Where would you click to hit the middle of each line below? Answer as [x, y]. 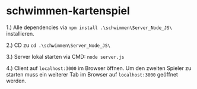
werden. [16, 81]
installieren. [20, 33]
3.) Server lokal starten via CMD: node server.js [65, 56]
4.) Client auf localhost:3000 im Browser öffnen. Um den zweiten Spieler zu [99, 68]
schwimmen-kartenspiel [68, 11]
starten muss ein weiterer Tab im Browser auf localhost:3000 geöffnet [92, 74]
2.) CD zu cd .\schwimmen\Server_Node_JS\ [58, 45]
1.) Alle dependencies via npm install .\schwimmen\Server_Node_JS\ [89, 27]
